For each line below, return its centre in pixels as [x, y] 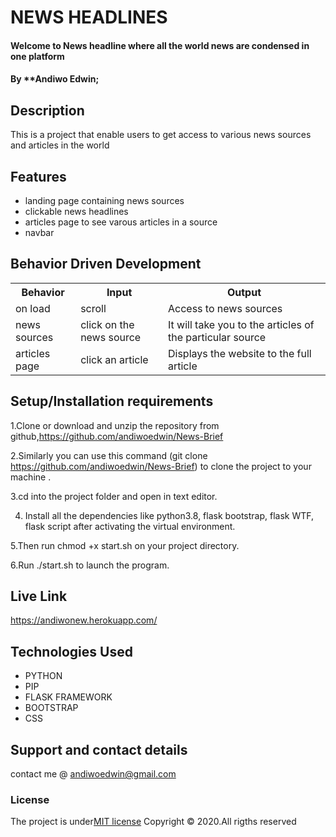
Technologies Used [71, 651]
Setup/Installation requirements [112, 401]
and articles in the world [60, 145]
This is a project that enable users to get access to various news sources [161, 135]
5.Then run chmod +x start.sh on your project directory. [125, 545]
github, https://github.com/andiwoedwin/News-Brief [117, 436]
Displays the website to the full [240, 353]
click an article [114, 359]
